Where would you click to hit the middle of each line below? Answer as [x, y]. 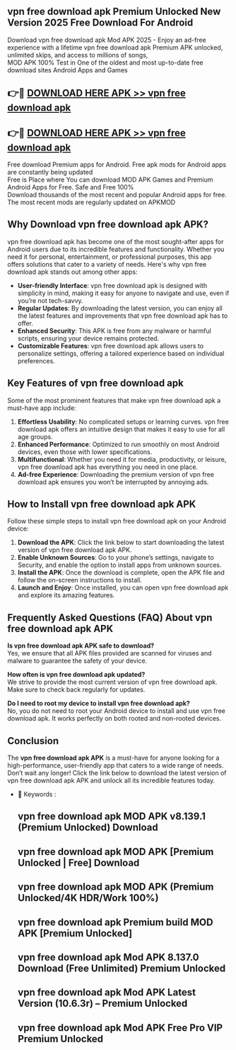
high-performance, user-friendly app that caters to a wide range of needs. [116, 766]
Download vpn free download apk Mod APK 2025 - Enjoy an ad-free [107, 40]
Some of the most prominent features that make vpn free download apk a [114, 400]
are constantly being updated [50, 172]
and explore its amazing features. [66, 595]
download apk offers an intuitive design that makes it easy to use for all [121, 429]
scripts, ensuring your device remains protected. [88, 338]
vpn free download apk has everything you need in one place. [108, 467]
